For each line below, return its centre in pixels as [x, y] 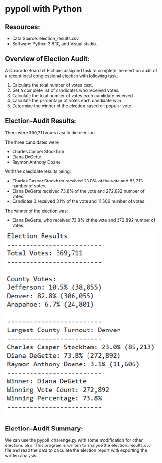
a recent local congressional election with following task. [61, 76]
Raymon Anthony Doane [36, 162]
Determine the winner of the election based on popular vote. [72, 106]
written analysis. [21, 456]
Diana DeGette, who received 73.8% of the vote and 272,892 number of [84, 220]
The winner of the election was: [37, 211]
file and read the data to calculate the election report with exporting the [76, 450]
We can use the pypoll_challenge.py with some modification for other [74, 440]
